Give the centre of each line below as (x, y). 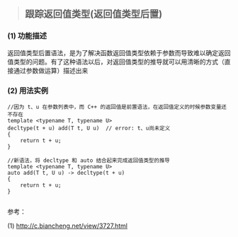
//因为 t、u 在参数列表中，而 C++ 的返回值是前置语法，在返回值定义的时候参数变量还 (117, 107)
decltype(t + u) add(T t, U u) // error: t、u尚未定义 (89, 128)
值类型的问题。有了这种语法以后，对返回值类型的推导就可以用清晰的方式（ (116, 62)
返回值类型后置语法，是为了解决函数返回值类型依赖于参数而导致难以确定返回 (119, 52)
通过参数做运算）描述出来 (51, 70)
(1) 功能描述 (27, 36)
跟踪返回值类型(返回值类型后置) (93, 14)
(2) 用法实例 (28, 91)
